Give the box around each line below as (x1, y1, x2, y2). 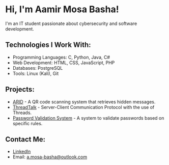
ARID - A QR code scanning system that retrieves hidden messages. (12, 98, 156, 105)
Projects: (5, 85, 35, 94)
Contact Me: (5, 135, 46, 144)
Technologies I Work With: (5, 41, 91, 49)
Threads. (12, 109, 32, 116)
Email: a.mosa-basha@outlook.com (12, 154, 88, 160)
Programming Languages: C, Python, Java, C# (12, 54, 110, 60)
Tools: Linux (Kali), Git (12, 70, 59, 76)
